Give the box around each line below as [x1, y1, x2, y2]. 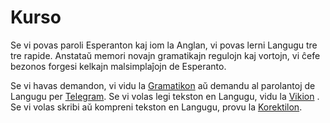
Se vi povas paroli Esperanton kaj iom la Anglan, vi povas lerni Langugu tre [10, 39, 318, 51]
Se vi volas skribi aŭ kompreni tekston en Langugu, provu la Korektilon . [10, 101, 303, 113]
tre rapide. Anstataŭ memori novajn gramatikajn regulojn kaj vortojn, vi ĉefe [10, 49, 321, 61]
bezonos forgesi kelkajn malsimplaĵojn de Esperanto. [10, 60, 227, 72]
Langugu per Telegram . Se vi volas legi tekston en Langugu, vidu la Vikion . [10, 90, 320, 102]
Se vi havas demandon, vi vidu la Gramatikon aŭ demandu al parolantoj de [10, 79, 316, 91]
